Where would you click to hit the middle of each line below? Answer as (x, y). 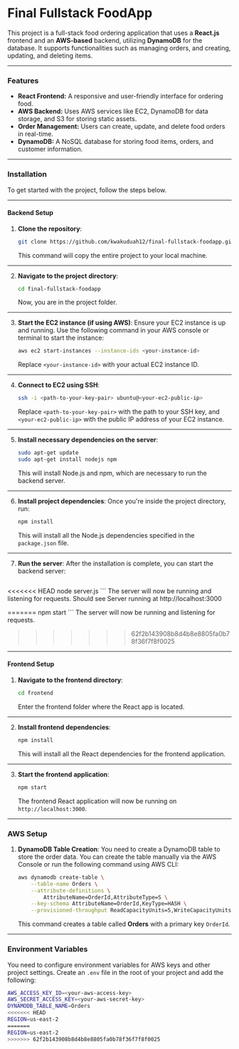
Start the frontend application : (63, 774)
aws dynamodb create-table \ (61, 877)
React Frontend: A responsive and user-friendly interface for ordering (120, 96)
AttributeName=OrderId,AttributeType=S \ (106, 897)
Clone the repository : (50, 229)
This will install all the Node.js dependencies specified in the (106, 535)
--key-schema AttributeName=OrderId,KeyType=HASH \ (109, 904)
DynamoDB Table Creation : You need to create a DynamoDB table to (119, 849)
